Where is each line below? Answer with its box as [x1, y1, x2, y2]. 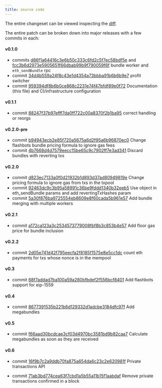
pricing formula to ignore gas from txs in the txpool [12, 180, 114, 185]
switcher [12, 77, 30, 83]
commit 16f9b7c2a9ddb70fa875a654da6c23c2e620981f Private [12, 358, 141, 364]
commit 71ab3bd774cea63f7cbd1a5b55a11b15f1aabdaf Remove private [12, 373, 154, 379]
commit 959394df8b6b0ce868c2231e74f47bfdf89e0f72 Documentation [12, 83, 158, 89]
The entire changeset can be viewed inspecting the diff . [5, 20, 117, 26]
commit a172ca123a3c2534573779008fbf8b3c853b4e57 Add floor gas [12, 222, 155, 228]
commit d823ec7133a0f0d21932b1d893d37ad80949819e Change [12, 175, 144, 181]
